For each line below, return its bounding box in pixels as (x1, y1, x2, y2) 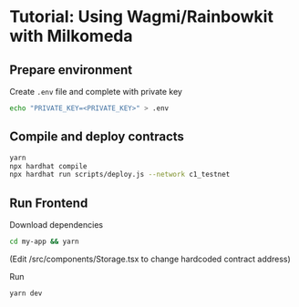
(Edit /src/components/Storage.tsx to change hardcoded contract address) (9, 253, 292, 264)
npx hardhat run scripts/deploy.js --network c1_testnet (9, 170, 231, 179)
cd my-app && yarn (9, 237, 79, 247)
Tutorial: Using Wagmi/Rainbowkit (9, 6, 273, 27)
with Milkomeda (9, 26, 133, 46)
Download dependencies (9, 220, 103, 230)
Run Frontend (9, 195, 88, 210)
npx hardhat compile (9, 161, 88, 170)
